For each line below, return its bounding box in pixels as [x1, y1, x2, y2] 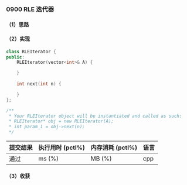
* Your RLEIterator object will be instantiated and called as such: [8, 113, 182, 119]
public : [6, 54, 25, 60]
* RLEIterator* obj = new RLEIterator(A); [8, 118, 114, 124]
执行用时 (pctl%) [38, 143, 85, 152]
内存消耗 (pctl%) [90, 143, 138, 152]
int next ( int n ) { [16, 81, 62, 87]
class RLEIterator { [6, 49, 57, 54]
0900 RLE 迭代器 [6, 5, 55, 13]
